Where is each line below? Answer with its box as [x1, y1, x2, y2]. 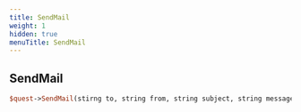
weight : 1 [9, 21, 47, 30]
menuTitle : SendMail [9, 37, 87, 47]
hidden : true [9, 29, 58, 38]
